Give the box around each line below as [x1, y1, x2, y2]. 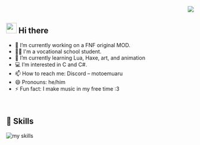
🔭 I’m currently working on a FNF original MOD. [14, 41, 131, 48]
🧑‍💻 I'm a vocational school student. [14, 48, 102, 55]
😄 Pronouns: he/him [14, 78, 65, 85]
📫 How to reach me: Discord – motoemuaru [14, 70, 123, 77]
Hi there [18, 26, 49, 36]
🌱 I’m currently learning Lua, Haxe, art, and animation [14, 54, 146, 61]
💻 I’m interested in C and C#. [14, 61, 87, 68]
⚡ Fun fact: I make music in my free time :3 [14, 85, 120, 92]
